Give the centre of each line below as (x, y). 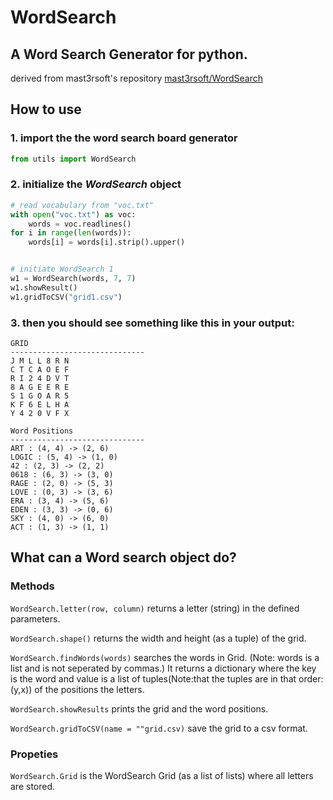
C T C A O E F (40, 370)
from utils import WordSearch (73, 159)
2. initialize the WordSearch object (96, 184)
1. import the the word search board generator (124, 138)
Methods (32, 586)
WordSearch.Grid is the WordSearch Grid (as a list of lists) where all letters (162, 776)
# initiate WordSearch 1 (62, 269)
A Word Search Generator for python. (129, 54)
